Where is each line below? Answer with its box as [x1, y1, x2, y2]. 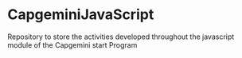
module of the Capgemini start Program [7, 40, 138, 49]
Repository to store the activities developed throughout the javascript [7, 32, 235, 41]
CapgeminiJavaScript [7, 6, 154, 24]
